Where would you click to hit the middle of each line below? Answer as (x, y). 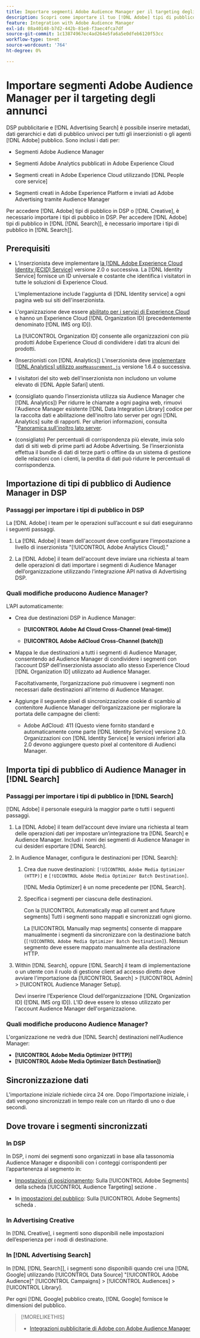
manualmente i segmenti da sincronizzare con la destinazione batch (107, 935)
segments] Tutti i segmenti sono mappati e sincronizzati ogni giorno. (108, 917)
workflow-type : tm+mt (33, 39)
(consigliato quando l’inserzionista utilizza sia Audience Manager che (99, 396)
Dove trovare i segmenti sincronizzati (77, 1126)
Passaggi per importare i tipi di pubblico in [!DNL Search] (90, 796)
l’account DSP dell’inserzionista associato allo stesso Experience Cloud (102, 665)
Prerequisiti (28, 249)
